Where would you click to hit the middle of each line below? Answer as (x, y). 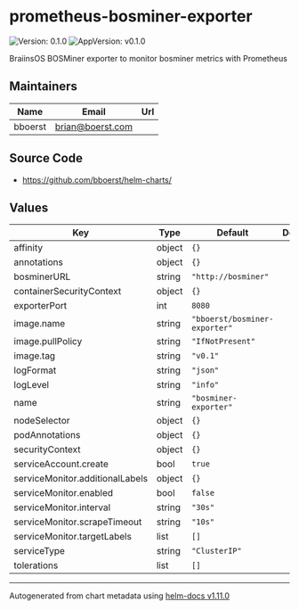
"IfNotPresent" (223, 342)
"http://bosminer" (230, 277)
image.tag (35, 356)
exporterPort (40, 306)
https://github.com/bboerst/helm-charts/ (97, 179)
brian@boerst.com (94, 127)
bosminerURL (42, 276)
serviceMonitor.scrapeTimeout (78, 522)
